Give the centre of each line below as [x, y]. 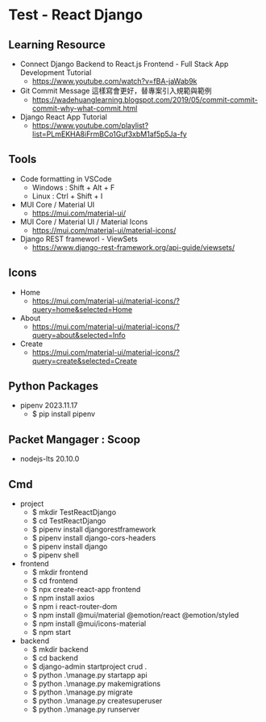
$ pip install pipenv [63, 414]
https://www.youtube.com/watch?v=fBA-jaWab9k [114, 81]
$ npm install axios [63, 598]
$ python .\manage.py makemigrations [96, 684]
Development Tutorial [56, 73]
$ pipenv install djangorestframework [94, 529]
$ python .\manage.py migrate [82, 692]
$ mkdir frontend [60, 572]
